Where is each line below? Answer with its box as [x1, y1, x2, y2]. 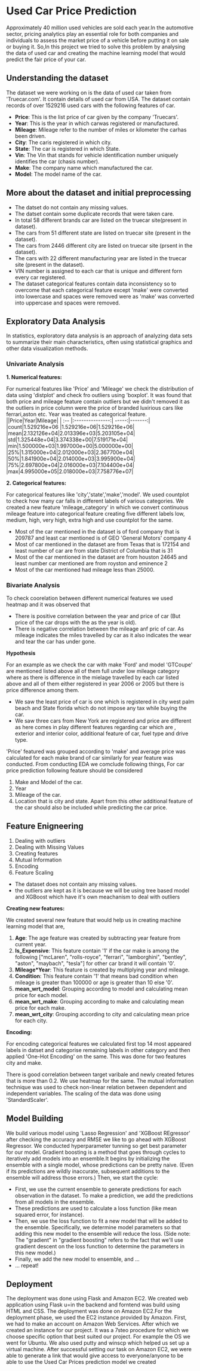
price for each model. [14, 991, 68, 998]
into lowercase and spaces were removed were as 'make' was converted [14, 293, 195, 300]
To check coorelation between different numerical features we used [6, 594, 173, 602]
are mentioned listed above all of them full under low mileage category [6, 667, 180, 674]
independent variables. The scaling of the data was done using [6, 1090, 161, 1097]
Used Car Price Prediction [6, 4, 137, 18]
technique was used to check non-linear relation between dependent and [6, 1083, 187, 1090]
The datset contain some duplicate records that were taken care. [14, 210, 174, 217]
